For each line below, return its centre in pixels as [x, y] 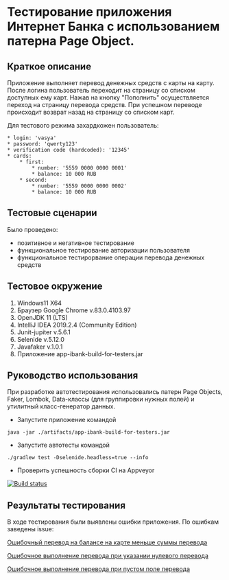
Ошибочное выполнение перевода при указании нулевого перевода [108, 556]
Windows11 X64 [39, 303]
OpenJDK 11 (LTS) [43, 317]
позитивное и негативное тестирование [76, 243]
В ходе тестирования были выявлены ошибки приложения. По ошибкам [113, 522]
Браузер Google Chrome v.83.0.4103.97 [74, 310]
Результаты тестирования [66, 505]
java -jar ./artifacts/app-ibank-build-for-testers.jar [88, 432]
